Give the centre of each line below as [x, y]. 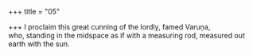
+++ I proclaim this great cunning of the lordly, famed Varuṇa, [109, 27]
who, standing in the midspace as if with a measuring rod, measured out [127, 35]
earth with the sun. [39, 44]
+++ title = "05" [34, 12]
